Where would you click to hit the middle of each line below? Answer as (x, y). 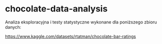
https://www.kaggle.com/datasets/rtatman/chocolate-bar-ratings (71, 36)
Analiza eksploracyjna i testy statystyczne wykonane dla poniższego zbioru (81, 22)
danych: (13, 27)
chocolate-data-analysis (56, 9)
